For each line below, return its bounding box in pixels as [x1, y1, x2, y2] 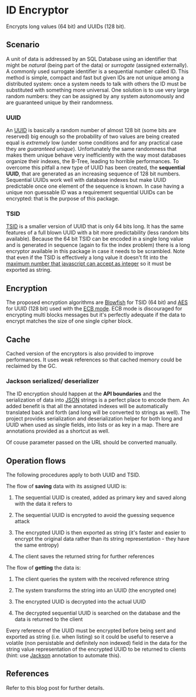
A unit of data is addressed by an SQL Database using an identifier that [6, 55, 177, 62]
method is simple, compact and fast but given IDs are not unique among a [6, 74, 184, 81]
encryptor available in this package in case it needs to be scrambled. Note [6, 248, 185, 255]
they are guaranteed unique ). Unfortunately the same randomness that [6, 146, 177, 153]
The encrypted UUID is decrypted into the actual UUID [14, 598, 146, 605]
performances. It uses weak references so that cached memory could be [6, 356, 183, 363]
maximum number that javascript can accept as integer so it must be [6, 260, 171, 267]
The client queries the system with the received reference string [14, 575, 170, 582]
